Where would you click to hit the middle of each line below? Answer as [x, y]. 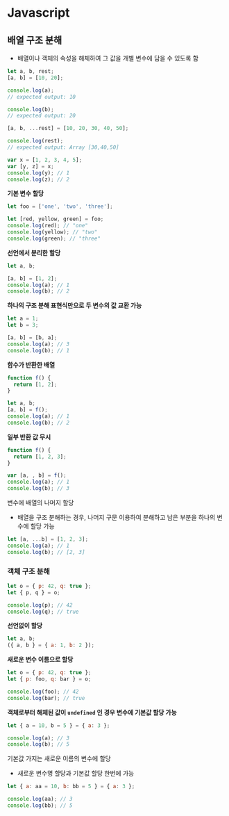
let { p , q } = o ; [34, 592]
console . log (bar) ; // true [46, 698]
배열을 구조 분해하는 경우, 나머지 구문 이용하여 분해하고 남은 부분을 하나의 [116, 517]
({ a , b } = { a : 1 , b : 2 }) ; [51, 645]
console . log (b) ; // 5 [39, 744]
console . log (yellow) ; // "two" [52, 232]
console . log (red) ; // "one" [48, 226]
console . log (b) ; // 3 [39, 489]
